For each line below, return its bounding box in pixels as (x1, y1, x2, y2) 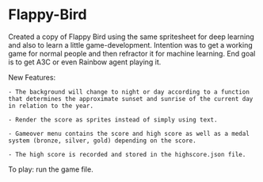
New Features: (8, 72, 56, 82)
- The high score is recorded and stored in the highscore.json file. (8, 150, 246, 158)
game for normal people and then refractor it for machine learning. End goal (8, 48, 256, 58)
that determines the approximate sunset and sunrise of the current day (8, 95, 253, 103)
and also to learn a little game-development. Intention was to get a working (8, 40, 253, 49)
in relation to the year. (8, 102, 93, 110)
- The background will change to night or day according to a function (8, 87, 250, 96)
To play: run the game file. (8, 165, 93, 174)
